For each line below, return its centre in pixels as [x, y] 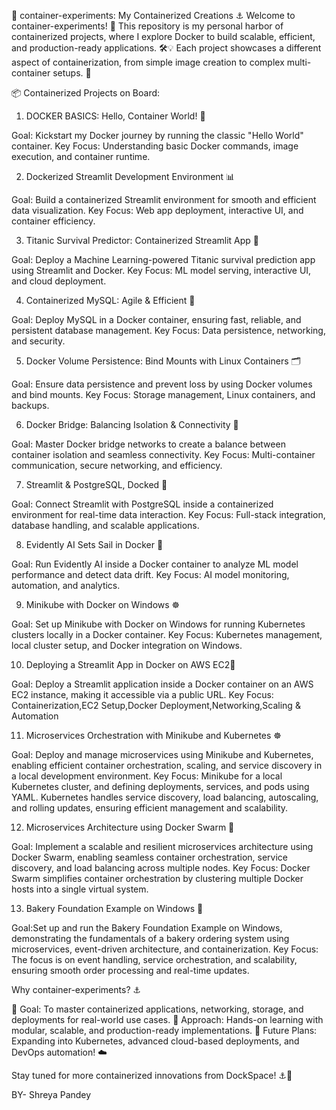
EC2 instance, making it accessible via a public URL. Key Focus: [142, 694]
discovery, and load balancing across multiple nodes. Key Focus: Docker [161, 868]
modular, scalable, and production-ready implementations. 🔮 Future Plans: [164, 1030]
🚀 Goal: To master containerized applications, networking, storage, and [157, 1009]
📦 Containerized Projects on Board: [86, 93]
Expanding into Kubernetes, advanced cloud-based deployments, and [155, 1041]
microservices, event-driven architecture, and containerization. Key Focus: [165, 949]
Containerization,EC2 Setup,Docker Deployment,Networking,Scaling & [156, 705]
